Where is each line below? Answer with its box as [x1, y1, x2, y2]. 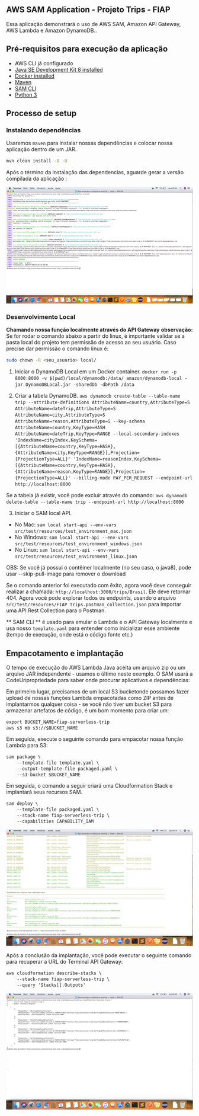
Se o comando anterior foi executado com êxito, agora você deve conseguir [6, 582, 191, 589]
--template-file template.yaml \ [17, 760, 99, 766]
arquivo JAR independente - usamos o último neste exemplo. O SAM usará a [6, 670, 193, 677]
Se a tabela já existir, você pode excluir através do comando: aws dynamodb [6, 492, 188, 499]
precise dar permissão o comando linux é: [6, 345, 109, 352]
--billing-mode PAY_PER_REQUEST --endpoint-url [73, 475, 193, 481]
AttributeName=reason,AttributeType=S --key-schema [14, 418, 145, 424]
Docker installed [14, 72, 55, 79]
